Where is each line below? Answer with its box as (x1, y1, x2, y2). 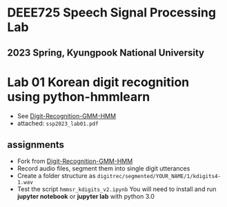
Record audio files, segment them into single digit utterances (17, 164, 190, 173)
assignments (7, 139, 64, 151)
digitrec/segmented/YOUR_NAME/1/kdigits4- (97, 173, 221, 180)
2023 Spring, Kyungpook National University (7, 47, 205, 58)
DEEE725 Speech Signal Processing (7, 5, 216, 21)
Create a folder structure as (17, 172, 96, 180)
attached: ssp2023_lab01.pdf (17, 119, 99, 127)
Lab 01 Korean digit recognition (7, 74, 190, 90)
